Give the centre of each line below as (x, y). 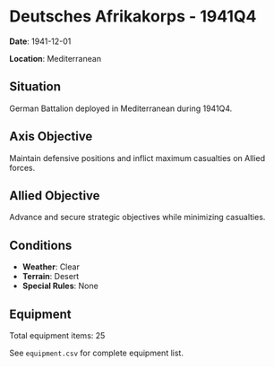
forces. (22, 167)
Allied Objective (55, 196)
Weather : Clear (51, 267)
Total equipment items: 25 (57, 336)
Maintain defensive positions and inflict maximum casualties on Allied (137, 158)
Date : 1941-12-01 (40, 41)
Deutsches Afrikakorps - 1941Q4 (133, 17)
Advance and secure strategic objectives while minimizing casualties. (137, 218)
